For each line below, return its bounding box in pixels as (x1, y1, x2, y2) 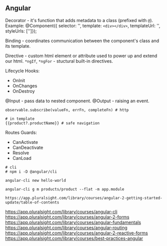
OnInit (12, 77, 25, 83)
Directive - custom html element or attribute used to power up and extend (5, 53, 157, 59)
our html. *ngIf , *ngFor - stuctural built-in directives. (5, 58, 113, 64)
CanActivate (12, 139, 39, 145)
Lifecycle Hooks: (5, 68, 40, 74)
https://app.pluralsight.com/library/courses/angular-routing (5, 224, 128, 230)
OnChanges (12, 83, 38, 89)
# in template (5, 116, 35, 121)
